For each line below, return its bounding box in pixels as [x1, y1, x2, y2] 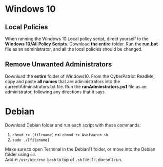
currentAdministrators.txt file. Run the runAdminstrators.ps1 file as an [5, 83, 147, 89]
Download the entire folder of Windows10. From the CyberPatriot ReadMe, [5, 73, 155, 79]
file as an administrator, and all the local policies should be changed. [5, 46, 143, 52]
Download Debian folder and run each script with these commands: [5, 122, 141, 128]
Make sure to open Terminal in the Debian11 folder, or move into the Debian [5, 146, 156, 152]
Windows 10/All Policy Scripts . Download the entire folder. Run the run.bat [5, 41, 158, 47]
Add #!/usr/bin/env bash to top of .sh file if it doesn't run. [5, 156, 122, 162]
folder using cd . [5, 151, 36, 157]
